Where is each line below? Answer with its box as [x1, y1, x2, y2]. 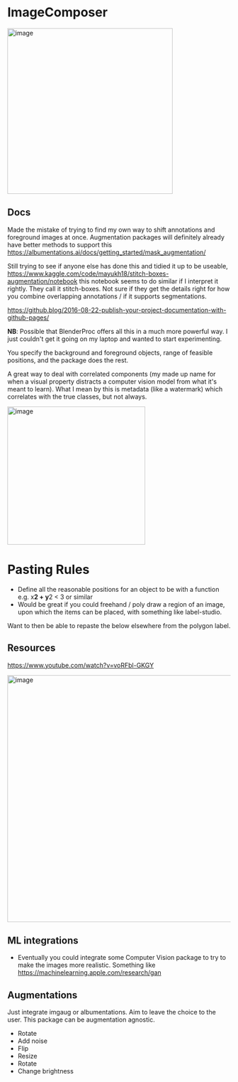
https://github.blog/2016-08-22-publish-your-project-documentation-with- [7, 305, 227, 314]
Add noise [17, 1037, 48, 1045]
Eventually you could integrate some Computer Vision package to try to [17, 953, 227, 962]
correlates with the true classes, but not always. [7, 392, 147, 401]
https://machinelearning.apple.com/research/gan [17, 968, 161, 977]
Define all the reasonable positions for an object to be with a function [17, 585, 220, 593]
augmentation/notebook [7, 276, 78, 285]
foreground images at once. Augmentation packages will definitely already [7, 232, 225, 242]
